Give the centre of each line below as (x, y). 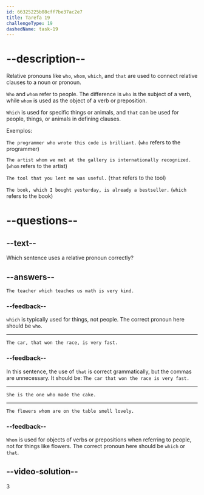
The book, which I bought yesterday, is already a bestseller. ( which (97, 190)
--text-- (21, 243)
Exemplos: (19, 131)
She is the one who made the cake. (51, 395)
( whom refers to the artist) (37, 166)
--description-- (46, 59)
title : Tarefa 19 (28, 18)
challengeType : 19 (29, 23)
